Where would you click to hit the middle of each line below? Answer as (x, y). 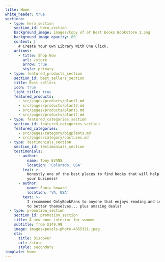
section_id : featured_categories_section (57, 124)
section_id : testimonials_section (49, 147)
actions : (23, 51)
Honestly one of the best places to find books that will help (93, 174)
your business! (42, 179)
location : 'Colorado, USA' (55, 165)
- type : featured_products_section (46, 74)
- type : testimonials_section (40, 142)
